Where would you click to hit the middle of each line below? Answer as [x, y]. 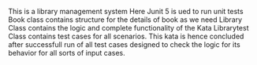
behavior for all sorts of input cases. [67, 53]
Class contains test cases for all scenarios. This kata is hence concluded [126, 36]
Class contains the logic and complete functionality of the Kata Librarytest [128, 28]
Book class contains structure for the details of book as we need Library [125, 20]
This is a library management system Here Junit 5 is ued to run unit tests [126, 11]
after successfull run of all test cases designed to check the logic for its [124, 45]
